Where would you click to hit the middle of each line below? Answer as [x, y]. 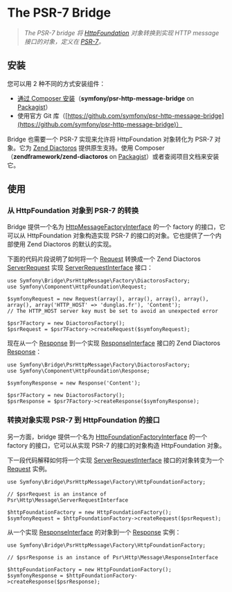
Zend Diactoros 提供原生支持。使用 [83, 148]
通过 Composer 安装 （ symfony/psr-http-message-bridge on [106, 98]
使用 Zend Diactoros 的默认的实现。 [64, 244]
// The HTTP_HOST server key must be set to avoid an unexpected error [113, 311]
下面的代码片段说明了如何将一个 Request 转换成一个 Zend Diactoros [104, 259]
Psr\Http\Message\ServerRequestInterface [68, 500]
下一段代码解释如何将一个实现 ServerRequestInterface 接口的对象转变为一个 [116, 460]
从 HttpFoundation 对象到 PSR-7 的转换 [73, 211]
